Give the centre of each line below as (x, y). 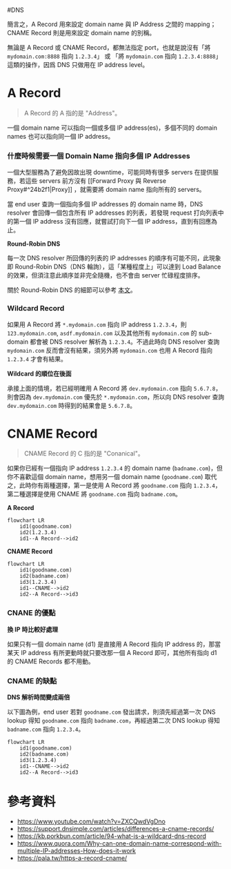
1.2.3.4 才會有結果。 (37, 359)
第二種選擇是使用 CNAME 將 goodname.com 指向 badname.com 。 (94, 494)
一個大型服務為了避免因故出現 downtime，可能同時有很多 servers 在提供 (110, 173)
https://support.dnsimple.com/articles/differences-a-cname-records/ (115, 829)
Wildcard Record (36, 309)
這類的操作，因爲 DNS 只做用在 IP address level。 (78, 65)
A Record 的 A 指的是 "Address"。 (72, 113)
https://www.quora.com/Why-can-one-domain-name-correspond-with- (119, 843)
